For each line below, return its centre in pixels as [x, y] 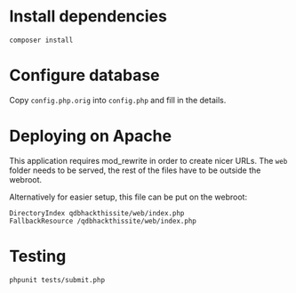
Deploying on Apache [90, 136]
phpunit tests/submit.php [57, 280]
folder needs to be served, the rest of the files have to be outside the [135, 170]
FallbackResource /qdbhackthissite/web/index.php [103, 221]
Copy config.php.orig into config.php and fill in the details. [118, 100]
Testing [38, 256]
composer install [41, 40]
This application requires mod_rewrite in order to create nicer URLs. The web [148, 160]
